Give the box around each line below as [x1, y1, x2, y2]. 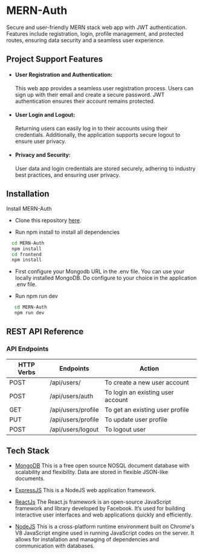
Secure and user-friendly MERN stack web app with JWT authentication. [6, 24, 187, 31]
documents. [14, 475, 45, 482]
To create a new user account [105, 378, 189, 386]
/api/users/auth [50, 392, 94, 400]
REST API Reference [6, 326, 84, 337]
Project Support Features [6, 54, 103, 64]
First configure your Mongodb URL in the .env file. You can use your [14, 268, 185, 275]
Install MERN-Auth [6, 205, 53, 212]
